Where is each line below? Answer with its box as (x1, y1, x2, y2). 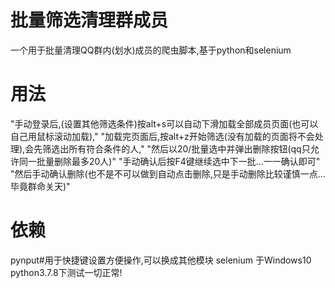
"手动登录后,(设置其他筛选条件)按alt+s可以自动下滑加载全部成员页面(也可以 (10, 117, 319, 130)
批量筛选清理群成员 (10, 9, 169, 32)
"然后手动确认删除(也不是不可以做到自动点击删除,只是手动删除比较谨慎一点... (10, 167, 326, 180)
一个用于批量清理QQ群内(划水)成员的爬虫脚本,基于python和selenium (10, 44, 292, 56)
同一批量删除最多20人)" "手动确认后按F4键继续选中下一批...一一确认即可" (18, 155, 321, 167)
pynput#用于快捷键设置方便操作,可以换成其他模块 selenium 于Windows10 (10, 254, 312, 266)
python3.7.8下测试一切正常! (10, 266, 123, 278)
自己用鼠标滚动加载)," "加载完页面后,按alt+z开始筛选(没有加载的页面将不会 (10, 130, 315, 142)
